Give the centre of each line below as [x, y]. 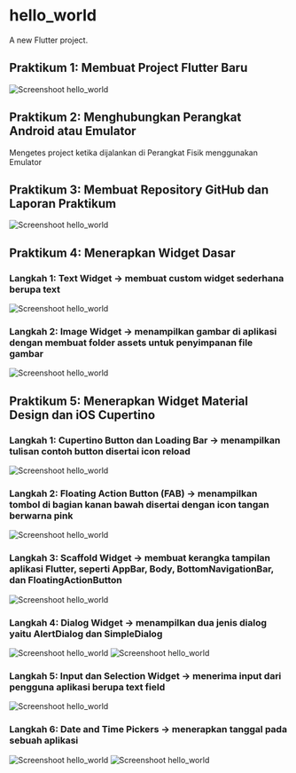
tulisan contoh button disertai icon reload [100, 451]
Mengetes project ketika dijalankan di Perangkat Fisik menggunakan [134, 153]
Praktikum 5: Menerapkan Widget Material [129, 401]
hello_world [53, 16]
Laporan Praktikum [63, 204]
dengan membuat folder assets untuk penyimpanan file [131, 343]
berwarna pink [41, 516]
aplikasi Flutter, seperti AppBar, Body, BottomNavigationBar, [142, 569]
